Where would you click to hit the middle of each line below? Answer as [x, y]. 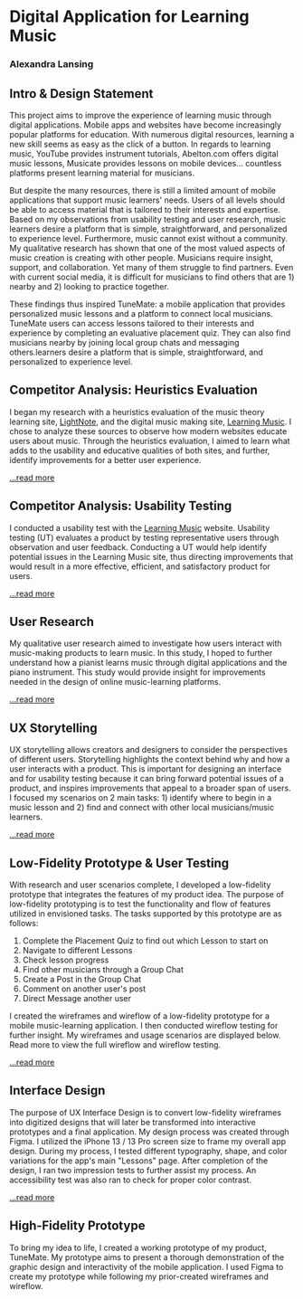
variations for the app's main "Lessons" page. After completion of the [139, 1161]
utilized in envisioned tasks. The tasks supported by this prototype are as [146, 913]
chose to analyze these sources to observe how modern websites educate [148, 431]
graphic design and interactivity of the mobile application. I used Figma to [147, 1266]
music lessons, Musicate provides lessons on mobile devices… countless [146, 163]
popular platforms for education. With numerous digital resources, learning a [152, 134]
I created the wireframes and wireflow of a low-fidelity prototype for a [139, 1016]
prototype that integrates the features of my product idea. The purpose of [147, 894]
